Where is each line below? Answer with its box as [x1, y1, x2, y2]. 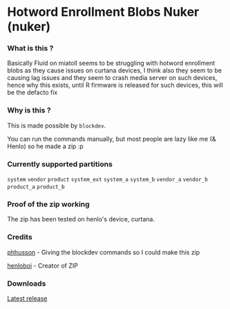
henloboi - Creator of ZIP [7, 261, 78, 270]
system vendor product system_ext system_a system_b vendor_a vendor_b [7, 177, 209, 183]
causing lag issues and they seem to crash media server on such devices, [7, 74, 218, 82]
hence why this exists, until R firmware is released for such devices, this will [7, 81, 223, 90]
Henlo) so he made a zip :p [7, 142, 84, 150]
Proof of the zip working [7, 199, 90, 209]
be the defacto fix [7, 88, 58, 97]
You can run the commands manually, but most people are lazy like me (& [7, 134, 216, 143]
